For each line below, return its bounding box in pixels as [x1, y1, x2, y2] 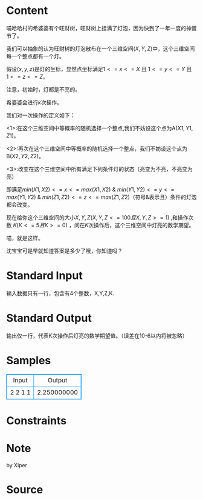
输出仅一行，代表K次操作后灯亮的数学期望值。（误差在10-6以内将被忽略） [6, 332, 188, 339]
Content [6, 4, 48, 18]
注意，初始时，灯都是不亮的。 [6, 85, 80, 93]
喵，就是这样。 [6, 234, 43, 241]
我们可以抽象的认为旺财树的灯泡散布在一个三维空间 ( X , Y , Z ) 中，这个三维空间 [6, 45, 195, 52]
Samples [6, 354, 51, 367]
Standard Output [6, 312, 92, 325]
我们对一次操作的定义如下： [6, 112, 76, 119]
